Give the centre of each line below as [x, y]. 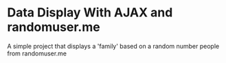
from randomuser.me [37, 53]
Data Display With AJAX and [90, 13]
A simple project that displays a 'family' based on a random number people [113, 46]
